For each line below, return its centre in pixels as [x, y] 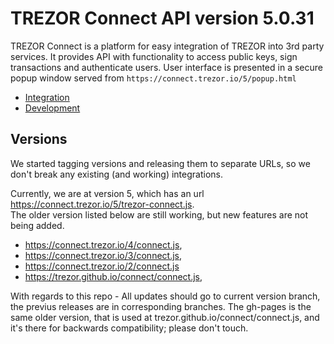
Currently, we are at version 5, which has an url [107, 193]
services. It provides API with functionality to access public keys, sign [154, 56]
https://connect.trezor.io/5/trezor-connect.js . [102, 204]
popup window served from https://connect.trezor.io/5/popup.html [153, 78]
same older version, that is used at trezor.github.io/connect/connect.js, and [165, 317]
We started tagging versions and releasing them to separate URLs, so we [160, 163]
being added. [37, 225]
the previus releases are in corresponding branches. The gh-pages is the [161, 306]
